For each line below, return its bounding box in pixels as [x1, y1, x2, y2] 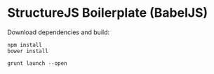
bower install [7, 47, 49, 54]
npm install [7, 41, 42, 48]
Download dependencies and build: [7, 28, 110, 36]
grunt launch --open [7, 59, 68, 67]
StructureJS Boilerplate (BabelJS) [7, 5, 208, 21]
